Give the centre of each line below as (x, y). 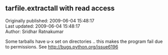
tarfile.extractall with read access (60, 8)
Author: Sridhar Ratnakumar (35, 31)
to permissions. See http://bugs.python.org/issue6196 (62, 47)
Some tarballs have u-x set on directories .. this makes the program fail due (84, 41)
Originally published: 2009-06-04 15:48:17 (50, 20)
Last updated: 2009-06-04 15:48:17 (43, 26)
